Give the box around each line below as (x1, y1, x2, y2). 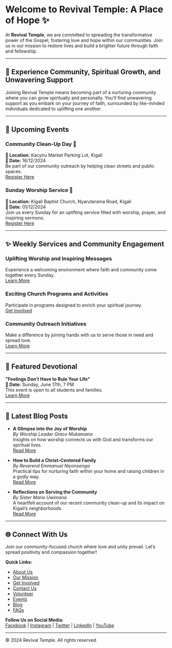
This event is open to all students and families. (5, 386, 103, 393)
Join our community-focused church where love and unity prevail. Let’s (5, 544, 156, 550)
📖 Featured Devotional (5, 362, 78, 371)
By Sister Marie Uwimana (12, 494, 67, 500)
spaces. (5, 168, 22, 175)
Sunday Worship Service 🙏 (5, 187, 73, 194)
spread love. (5, 337, 32, 343)
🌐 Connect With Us (5, 530, 68, 539)
